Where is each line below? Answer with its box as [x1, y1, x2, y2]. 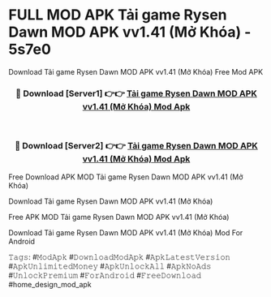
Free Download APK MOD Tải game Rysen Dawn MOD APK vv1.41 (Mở [8, 172, 243, 182]
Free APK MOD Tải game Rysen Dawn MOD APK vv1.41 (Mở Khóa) [8, 212, 230, 222]
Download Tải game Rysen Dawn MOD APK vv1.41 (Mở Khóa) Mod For [8, 227, 243, 237]
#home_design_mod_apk [8, 279, 92, 289]
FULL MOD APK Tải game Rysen [8, 6, 227, 24]
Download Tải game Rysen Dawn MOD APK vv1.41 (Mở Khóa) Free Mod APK [8, 67, 264, 76]
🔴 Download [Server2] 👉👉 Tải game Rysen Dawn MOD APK [15, 140, 258, 152]
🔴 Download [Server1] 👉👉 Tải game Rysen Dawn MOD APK [15, 88, 257, 99]
